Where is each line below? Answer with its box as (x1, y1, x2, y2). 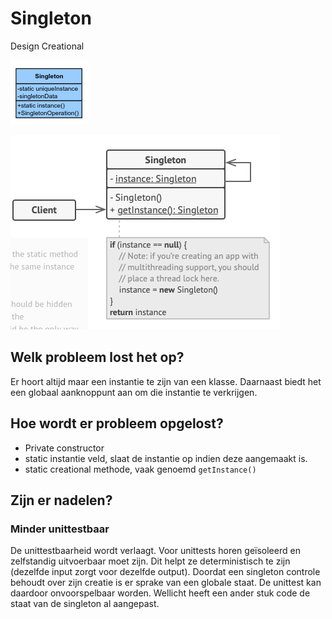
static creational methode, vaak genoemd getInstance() (24, 463, 257, 475)
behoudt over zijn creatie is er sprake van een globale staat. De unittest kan (10, 577, 322, 589)
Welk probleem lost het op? (10, 349, 185, 366)
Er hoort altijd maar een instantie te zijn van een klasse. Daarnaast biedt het (10, 375, 322, 387)
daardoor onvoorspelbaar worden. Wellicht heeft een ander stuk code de (10, 587, 311, 599)
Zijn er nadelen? (10, 492, 113, 509)
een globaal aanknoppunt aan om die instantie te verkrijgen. (10, 386, 258, 398)
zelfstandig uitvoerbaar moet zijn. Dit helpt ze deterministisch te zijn (10, 555, 291, 567)
